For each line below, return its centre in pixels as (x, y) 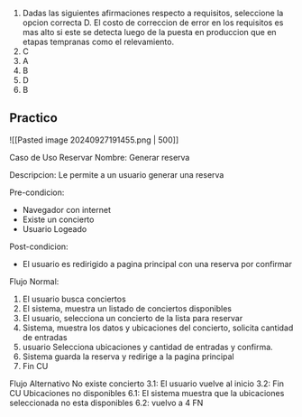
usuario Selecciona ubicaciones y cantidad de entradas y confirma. (147, 347)
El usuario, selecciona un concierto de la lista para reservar (133, 318)
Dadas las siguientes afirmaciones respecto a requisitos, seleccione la (153, 13)
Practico (34, 118)
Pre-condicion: (37, 192)
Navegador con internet (66, 209)
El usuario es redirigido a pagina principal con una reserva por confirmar (157, 264)
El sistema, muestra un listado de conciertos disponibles (127, 308)
